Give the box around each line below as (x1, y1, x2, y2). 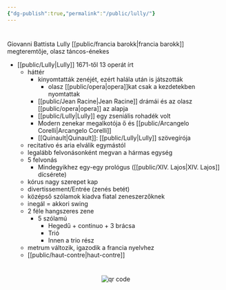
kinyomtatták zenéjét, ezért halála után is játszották (37, 75, 183, 83)
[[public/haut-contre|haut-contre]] (27, 251, 125, 259)
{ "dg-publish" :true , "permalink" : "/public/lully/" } (7, 10, 156, 17)
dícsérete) (37, 170, 67, 178)
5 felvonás (27, 156, 57, 164)
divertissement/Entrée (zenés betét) (27, 185, 130, 193)
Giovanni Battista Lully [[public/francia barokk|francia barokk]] (7, 39, 185, 48)
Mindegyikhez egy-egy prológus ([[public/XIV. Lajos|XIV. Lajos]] (37, 163, 220, 171)
